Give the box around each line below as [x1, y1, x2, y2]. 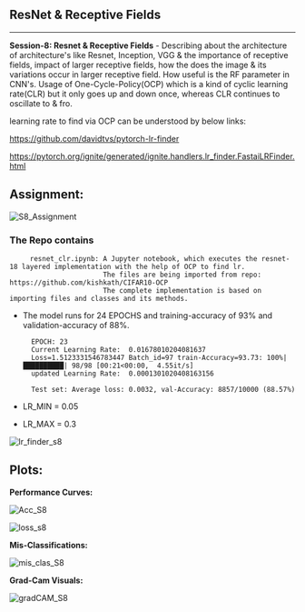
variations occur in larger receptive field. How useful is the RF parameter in [9, 68, 290, 80]
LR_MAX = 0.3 [22, 418, 77, 429]
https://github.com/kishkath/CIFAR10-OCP [9, 277, 169, 287]
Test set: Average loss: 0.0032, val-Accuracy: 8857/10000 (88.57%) [31, 385, 296, 394]
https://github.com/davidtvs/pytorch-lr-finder [9, 133, 180, 144]
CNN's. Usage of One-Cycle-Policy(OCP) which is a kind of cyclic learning [9, 78, 289, 89]
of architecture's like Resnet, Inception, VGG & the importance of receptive [9, 49, 289, 60]
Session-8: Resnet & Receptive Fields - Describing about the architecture [9, 40, 288, 51]
